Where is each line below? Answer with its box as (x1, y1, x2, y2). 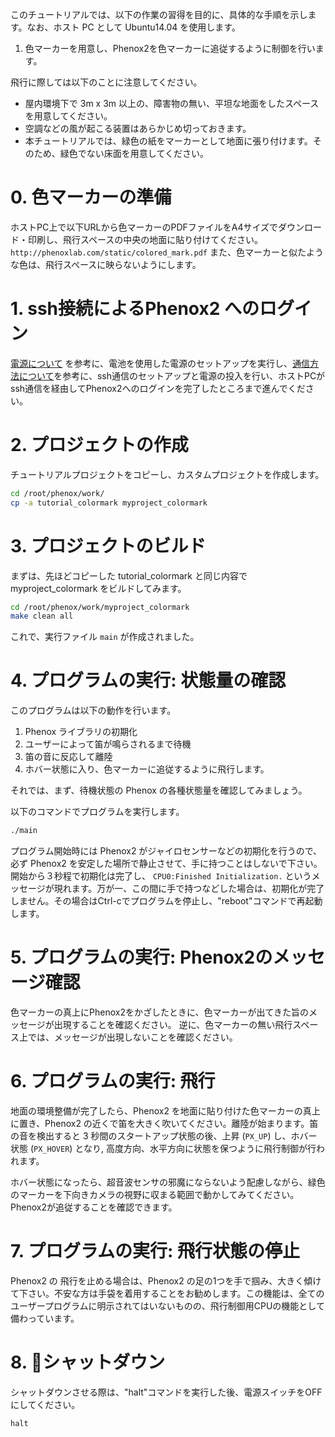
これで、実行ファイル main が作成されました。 (10, 631, 200, 643)
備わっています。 (10, 1312, 80, 1324)
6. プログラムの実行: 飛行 (10, 1070, 216, 1093)
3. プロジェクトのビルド (10, 534, 207, 557)
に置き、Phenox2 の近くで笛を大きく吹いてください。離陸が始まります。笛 (10, 1117, 319, 1129)
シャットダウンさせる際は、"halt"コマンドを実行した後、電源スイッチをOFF (10, 1386, 323, 1398)
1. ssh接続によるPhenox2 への (10, 298, 260, 320)
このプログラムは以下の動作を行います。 (10, 704, 177, 717)
